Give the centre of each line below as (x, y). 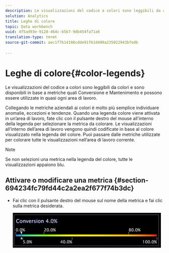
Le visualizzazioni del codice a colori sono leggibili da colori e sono (75, 87)
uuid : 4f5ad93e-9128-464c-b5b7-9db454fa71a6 (53, 32)
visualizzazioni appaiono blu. (35, 164)
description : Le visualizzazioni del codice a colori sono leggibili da (83, 11)
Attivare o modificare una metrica (59, 180)
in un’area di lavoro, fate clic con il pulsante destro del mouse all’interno (79, 118)
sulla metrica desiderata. (38, 206)
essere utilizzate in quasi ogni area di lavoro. (51, 98)
